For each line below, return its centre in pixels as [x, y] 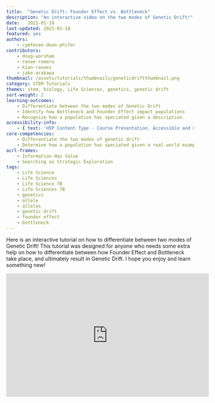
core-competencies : [30, 134]
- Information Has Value [48, 156]
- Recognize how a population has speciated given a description [100, 117]
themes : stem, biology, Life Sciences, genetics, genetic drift [88, 90]
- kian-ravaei [34, 67]
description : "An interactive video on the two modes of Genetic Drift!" [100, 17]
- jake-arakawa [36, 73]
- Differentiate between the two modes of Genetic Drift [89, 106]
